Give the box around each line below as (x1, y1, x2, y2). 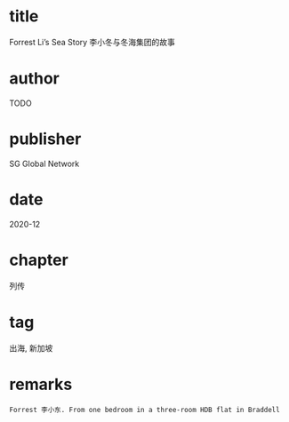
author (9, 68, 60, 89)
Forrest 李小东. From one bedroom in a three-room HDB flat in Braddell (9, 405, 280, 414)
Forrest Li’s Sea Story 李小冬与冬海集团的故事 (9, 36, 176, 47)
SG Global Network (9, 158, 80, 169)
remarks (9, 374, 73, 394)
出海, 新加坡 (9, 342, 53, 353)
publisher (9, 129, 82, 149)
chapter (9, 250, 68, 270)
